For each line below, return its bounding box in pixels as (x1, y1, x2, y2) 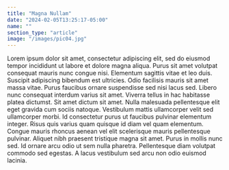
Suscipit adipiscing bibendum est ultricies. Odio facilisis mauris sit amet (7, 76, 208, 84)
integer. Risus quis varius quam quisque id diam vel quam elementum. (7, 120, 204, 128)
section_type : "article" (7, 29, 78, 36)
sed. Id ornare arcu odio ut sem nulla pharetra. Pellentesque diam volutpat (7, 142, 216, 150)
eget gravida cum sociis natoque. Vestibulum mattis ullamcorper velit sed (7, 106, 214, 114)
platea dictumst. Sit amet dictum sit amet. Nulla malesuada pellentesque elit (7, 98, 220, 106)
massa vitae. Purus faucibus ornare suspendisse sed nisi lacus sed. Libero (7, 84, 217, 92)
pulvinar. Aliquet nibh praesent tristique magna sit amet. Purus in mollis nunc (7, 134, 223, 143)
